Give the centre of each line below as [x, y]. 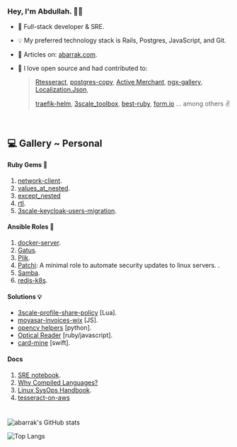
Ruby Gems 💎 [28, 165]
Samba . [29, 273]
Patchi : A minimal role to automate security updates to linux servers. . [119, 266]
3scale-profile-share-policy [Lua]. [67, 313]
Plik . [24, 258]
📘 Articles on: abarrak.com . [57, 55]
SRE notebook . [39, 375]
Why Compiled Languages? [58, 383]
